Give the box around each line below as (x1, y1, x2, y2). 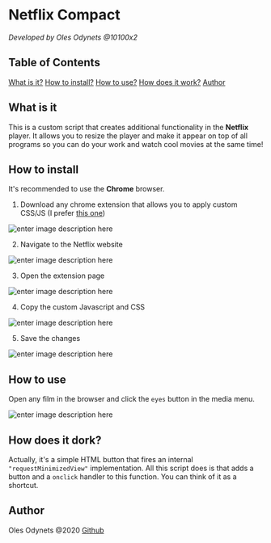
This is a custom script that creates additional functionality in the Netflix (8, 122, 249, 132)
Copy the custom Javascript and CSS (19, 302, 146, 312)
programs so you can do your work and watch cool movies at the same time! (8, 139, 264, 149)
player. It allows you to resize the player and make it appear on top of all (8, 131, 248, 141)
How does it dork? (8, 433, 102, 447)
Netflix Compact (8, 6, 121, 24)
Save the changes (19, 334, 81, 343)
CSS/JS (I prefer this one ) (19, 208, 106, 218)
